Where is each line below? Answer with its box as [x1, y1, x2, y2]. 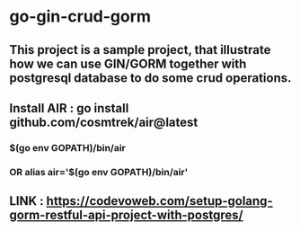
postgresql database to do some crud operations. [9, 70, 292, 85]
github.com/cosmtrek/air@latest [9, 114, 199, 129]
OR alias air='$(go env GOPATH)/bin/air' [9, 165, 189, 178]
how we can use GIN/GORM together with [9, 56, 247, 71]
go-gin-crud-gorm [9, 6, 151, 27]
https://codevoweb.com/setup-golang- [46, 193, 273, 209]
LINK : [9, 193, 44, 209]
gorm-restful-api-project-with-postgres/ [9, 208, 244, 223]
